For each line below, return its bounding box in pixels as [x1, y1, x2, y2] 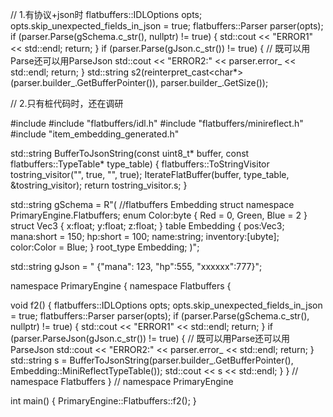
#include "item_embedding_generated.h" [10, 128, 180, 140]
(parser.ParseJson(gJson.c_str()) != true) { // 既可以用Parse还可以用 [10, 333, 291, 344]
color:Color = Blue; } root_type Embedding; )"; [10, 241, 200, 253]
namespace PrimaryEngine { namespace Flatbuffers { [10, 280, 232, 292]
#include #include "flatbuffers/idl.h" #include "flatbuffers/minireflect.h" [10, 118, 304, 129]
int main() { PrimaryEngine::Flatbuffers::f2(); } [10, 395, 197, 407]
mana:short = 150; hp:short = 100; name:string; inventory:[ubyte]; [10, 231, 280, 242]
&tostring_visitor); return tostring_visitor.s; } [10, 179, 188, 191]
